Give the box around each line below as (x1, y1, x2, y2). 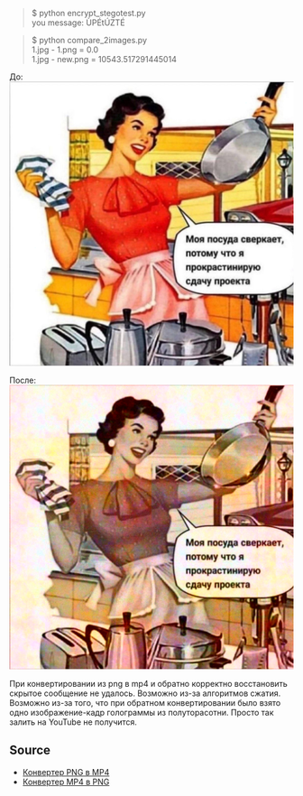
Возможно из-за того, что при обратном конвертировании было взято (9, 698, 281, 708)
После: (9, 375, 37, 385)
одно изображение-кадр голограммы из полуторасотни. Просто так (9, 708, 274, 717)
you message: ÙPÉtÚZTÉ (31, 17, 125, 28)
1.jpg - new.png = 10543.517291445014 (31, 54, 178, 64)
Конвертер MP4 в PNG (22, 776, 110, 787)
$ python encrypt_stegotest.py (31, 8, 146, 18)
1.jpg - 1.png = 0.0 (31, 44, 99, 55)
